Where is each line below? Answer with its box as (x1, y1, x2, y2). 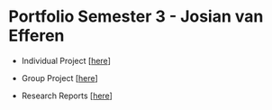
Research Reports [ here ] (21, 90, 113, 101)
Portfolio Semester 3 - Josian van (8, 6, 264, 27)
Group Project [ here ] (21, 72, 98, 83)
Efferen (8, 25, 65, 46)
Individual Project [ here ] (21, 55, 112, 66)
